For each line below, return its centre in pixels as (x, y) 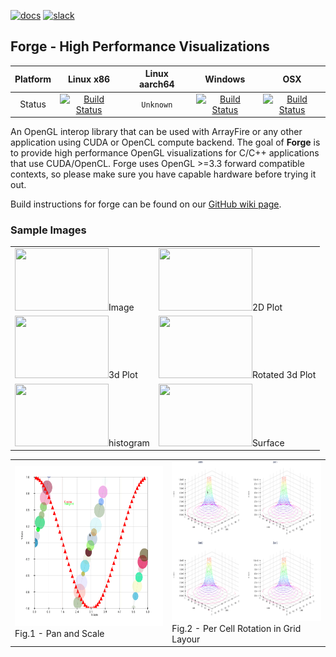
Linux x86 (89, 79)
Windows (225, 79)
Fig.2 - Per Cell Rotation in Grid (236, 628)
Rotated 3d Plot (284, 375)
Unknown (157, 105)
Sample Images (48, 230)
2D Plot (267, 307)
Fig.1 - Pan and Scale (59, 634)
